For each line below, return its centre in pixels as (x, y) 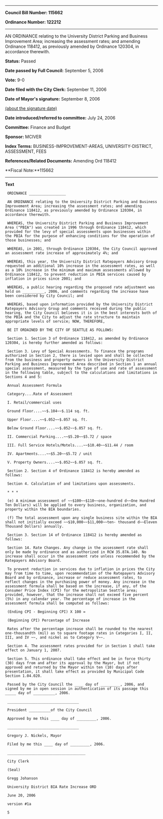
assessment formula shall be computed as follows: (57, 603)
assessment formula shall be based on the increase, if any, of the (76, 586)
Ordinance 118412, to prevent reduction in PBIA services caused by (76, 274)
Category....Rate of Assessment (40, 394)
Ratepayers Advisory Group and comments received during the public (76, 308)
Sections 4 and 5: (24, 377)
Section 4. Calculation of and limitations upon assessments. (71, 484)
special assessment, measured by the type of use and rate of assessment (81, 369)
